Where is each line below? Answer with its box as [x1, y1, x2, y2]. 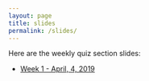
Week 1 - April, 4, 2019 [19, 64, 95, 74]
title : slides [8, 19, 56, 27]
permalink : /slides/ [8, 26, 78, 34]
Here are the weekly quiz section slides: [8, 49, 141, 59]
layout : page [8, 11, 52, 20]
